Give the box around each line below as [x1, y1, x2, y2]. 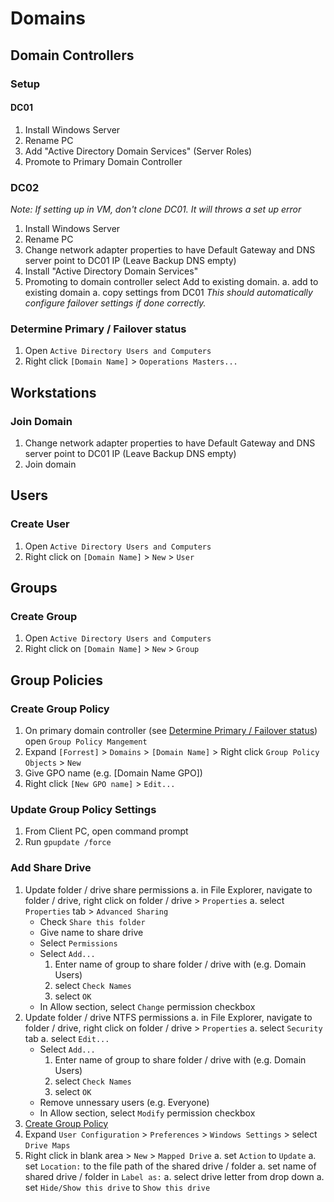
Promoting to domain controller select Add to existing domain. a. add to [24, 276, 319, 287]
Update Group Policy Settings [10, 802, 157, 816]
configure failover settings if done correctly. [24, 297, 207, 309]
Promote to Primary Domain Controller [24, 155, 183, 167]
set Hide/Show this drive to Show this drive [24, 1181, 211, 1193]
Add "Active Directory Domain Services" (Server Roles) [24, 145, 253, 157]
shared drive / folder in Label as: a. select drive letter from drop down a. [24, 1170, 325, 1182]
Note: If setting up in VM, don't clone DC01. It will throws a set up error [10, 203, 302, 215]
